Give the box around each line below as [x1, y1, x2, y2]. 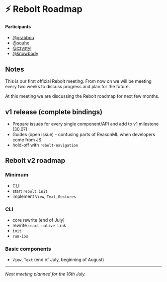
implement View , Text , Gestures [12, 193, 76, 199]
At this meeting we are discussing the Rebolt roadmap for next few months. [5, 93, 160, 99]
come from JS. [12, 137, 43, 143]
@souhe [12, 40, 30, 46]
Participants [5, 23, 31, 29]
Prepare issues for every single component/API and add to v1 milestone [12, 121, 159, 127]
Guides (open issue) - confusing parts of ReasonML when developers [12, 132, 156, 138]
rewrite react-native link [12, 222, 66, 228]
